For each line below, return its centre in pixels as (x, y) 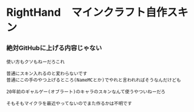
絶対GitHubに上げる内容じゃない (54, 48)
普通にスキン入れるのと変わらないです (47, 74)
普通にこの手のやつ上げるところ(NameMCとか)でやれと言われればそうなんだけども (94, 80)
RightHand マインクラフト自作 (87, 12)
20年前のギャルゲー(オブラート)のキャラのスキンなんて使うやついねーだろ (86, 92)
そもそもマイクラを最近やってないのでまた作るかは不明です (69, 104)
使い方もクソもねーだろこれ (35, 62)
